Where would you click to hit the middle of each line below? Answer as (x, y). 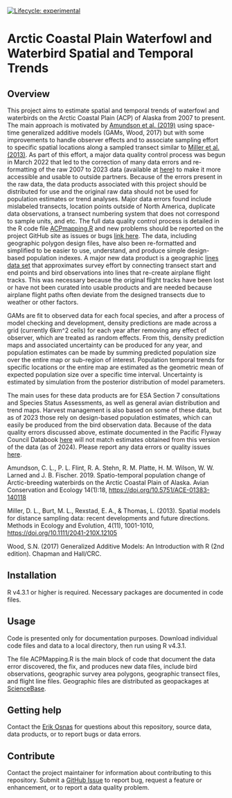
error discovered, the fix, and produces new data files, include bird (102, 666)
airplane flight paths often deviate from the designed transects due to (106, 295)
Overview (29, 94)
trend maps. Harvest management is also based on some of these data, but (115, 410)
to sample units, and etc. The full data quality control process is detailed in (113, 221)
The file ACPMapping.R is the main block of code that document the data (111, 659)
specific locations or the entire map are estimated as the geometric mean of (115, 367)
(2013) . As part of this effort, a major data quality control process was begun (116, 155)
